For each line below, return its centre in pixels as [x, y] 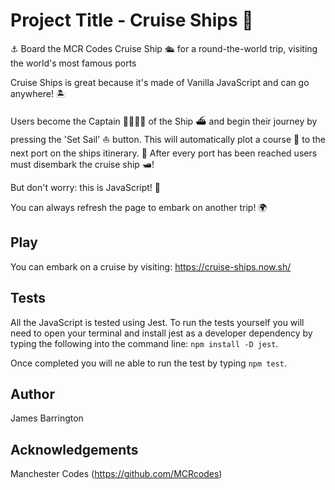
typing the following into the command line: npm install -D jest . [144, 343]
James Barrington [47, 418]
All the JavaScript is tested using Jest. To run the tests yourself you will [157, 322]
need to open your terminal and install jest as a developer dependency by [161, 333]
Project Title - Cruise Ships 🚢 [132, 20]
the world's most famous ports [73, 63]
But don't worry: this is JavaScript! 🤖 [86, 187]
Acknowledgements [74, 449]
